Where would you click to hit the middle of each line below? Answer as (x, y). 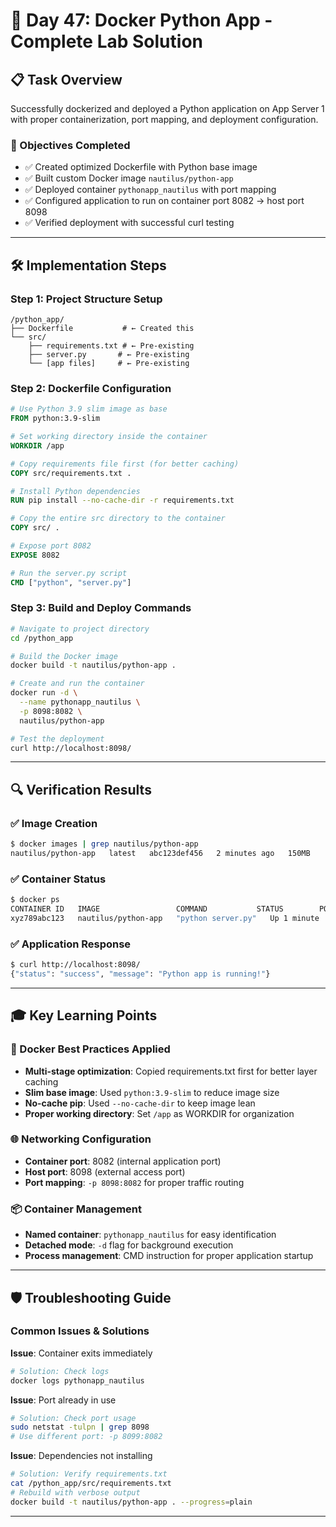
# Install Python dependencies (75, 491)
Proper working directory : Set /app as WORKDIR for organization (159, 1113)
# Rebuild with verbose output (75, 1492)
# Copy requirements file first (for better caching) (125, 464)
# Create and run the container (77, 684)
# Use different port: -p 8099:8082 (86, 1437)
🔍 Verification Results (81, 789)
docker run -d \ (44, 693)
